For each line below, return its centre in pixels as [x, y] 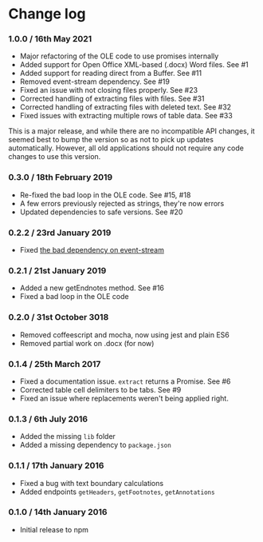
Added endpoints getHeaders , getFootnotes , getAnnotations [117, 492]
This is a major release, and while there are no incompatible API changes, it [131, 131]
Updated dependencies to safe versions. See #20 [101, 212]
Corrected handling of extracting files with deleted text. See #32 [126, 107]
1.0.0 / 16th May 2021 [50, 39]
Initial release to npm [54, 529]
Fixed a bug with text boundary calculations [92, 483]
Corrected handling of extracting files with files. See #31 [112, 99]
